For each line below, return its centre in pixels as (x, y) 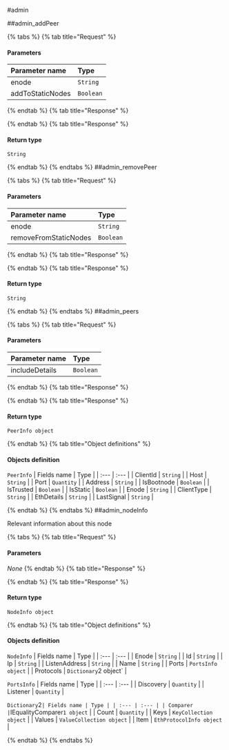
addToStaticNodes (41, 94)
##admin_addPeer (33, 23)
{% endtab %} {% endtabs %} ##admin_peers (73, 311)
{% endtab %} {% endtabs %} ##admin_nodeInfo (78, 510)
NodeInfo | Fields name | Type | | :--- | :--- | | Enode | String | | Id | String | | (115, 656)
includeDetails (34, 370)
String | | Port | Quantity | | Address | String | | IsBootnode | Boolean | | (108, 482)
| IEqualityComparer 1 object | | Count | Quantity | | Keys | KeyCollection (110, 712)
